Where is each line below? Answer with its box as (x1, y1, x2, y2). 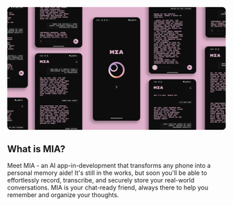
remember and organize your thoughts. (7, 191, 119, 199)
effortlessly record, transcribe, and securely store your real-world (7, 176, 195, 185)
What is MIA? (7, 143, 66, 155)
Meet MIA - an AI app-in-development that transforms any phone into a (7, 162, 212, 170)
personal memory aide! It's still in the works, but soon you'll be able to (7, 169, 207, 177)
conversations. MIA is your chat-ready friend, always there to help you (7, 183, 209, 192)
